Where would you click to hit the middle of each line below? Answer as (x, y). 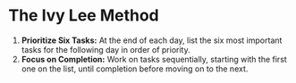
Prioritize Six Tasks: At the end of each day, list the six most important (152, 40)
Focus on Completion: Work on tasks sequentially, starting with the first (154, 59)
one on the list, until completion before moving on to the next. (135, 69)
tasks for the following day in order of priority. (106, 49)
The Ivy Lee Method (84, 16)
